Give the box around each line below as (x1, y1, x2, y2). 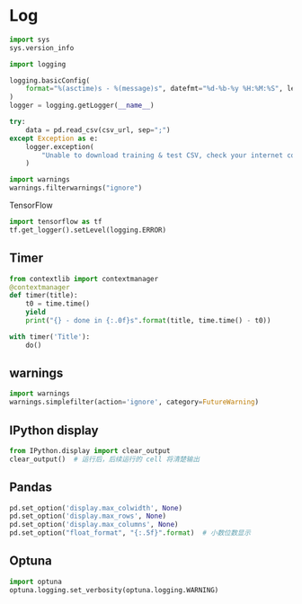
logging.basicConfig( (9, 75, 91, 85)
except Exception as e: (9, 134, 99, 143)
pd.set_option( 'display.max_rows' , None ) (9, 511, 167, 521)
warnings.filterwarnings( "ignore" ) (9, 183, 143, 193)
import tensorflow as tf (9, 218, 102, 226)
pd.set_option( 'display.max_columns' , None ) (9, 520, 179, 529)
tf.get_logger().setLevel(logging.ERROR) (9, 226, 167, 235)
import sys (9, 35, 50, 44)
